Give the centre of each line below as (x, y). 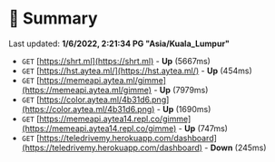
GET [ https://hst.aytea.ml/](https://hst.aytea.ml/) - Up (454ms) (137, 71)
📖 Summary (53, 19)
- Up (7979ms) (181, 90)
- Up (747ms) (203, 128)
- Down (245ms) (236, 148)
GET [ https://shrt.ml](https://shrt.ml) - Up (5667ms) (116, 61)
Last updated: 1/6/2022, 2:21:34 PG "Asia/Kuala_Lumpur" (119, 43)
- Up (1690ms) (184, 109)
